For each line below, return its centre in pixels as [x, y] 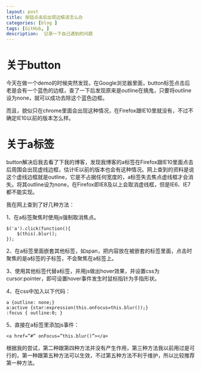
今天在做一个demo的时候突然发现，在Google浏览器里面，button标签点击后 [98, 83]
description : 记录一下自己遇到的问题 [50, 34]
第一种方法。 [22, 363]
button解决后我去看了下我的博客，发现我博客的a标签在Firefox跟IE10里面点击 [100, 162]
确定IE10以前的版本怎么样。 [40, 118]
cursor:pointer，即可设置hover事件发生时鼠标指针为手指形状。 [83, 279]
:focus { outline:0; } [34, 313]
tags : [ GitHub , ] [28, 28]
